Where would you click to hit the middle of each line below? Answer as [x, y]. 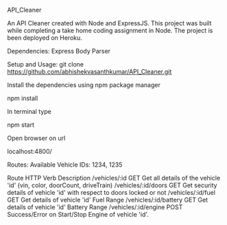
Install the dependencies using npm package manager [84, 85]
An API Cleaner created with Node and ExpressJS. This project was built [109, 23]
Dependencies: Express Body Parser [59, 51]
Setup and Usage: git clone [46, 64]
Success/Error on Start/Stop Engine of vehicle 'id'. [78, 214]
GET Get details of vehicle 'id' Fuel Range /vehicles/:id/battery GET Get [107, 200]
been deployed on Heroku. [45, 38]
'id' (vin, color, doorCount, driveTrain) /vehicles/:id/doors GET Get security [112, 185]
